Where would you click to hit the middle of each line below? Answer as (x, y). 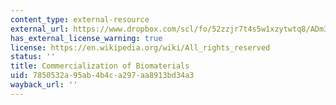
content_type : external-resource (80, 19)
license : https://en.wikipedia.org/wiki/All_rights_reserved (140, 47)
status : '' (33, 57)
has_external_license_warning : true (86, 38)
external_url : (40, 29)
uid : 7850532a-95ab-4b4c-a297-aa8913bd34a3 (102, 76)
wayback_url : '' (44, 85)
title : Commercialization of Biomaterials (100, 66)
